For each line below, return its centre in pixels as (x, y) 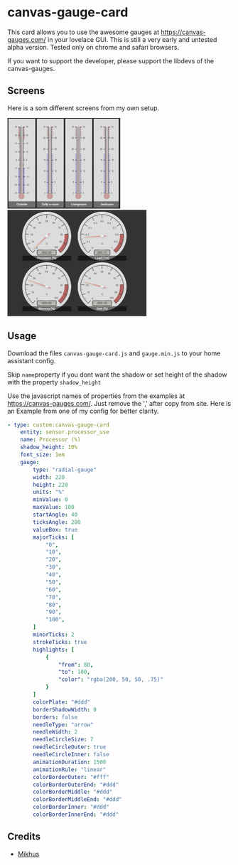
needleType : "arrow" (63, 725)
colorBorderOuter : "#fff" (71, 777)
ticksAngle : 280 (57, 522)
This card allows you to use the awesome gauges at (83, 32)
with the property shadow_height (54, 382)
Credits (24, 837)
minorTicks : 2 (54, 635)
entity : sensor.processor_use (65, 432)
